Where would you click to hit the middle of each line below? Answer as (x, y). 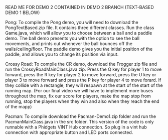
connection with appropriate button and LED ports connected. (69, 132)
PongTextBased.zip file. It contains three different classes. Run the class (80, 28)
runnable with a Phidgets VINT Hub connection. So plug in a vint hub (76, 127)
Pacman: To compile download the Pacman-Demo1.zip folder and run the (81, 116)
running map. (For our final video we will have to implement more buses (79, 91)
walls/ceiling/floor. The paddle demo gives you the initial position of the (79, 49)
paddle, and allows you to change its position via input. (62, 54)
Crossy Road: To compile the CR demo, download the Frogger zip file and (81, 64)
